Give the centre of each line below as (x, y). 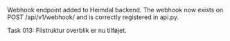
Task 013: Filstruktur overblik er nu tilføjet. (67, 30)
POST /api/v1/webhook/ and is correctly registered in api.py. (93, 17)
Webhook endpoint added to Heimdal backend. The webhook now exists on (115, 10)
